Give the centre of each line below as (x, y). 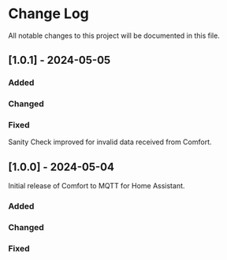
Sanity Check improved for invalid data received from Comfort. (110, 142)
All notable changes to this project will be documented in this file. (114, 35)
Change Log (48, 14)
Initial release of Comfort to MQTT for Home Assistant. (97, 186)
